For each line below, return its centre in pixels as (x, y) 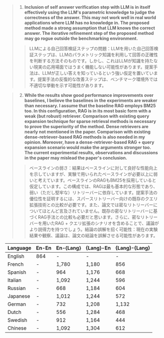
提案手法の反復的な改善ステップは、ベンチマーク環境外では (98, 79)
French (16, 264)
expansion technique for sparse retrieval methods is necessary (90, 121)
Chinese (17, 328)
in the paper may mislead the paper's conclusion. (76, 158)
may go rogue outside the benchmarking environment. (81, 38)
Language (20, 248)
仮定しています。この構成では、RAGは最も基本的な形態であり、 (93, 186)
